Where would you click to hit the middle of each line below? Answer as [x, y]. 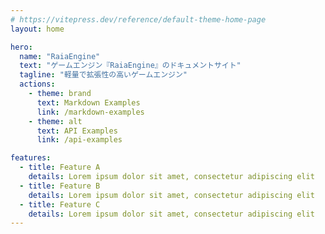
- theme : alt [55, 121]
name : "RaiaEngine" [60, 56]
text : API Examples [77, 131]
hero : [21, 47]
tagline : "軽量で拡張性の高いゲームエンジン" [103, 75]
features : [31, 158]
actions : [37, 84]
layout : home [37, 29]
